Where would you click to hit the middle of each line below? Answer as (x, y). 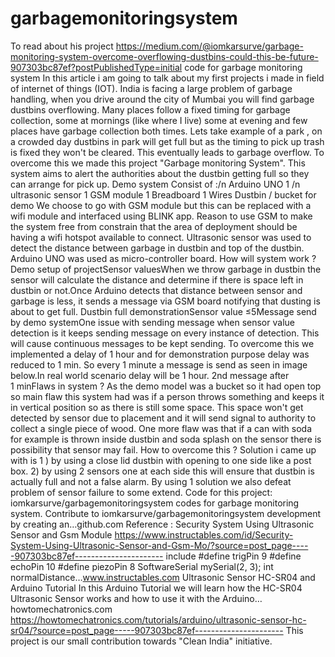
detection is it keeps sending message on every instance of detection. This (165, 333)
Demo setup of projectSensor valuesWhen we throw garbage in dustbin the (166, 269)
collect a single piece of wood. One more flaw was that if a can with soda (161, 428)
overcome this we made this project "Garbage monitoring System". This (158, 163)
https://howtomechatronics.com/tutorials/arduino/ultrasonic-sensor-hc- (158, 619)
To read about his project (62, 46)
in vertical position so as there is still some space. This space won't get (157, 407)
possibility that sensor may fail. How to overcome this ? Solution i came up (163, 449)
